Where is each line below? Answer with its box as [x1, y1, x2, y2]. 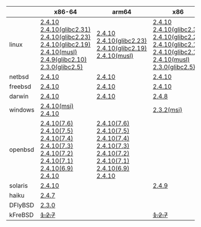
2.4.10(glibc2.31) [40, 25, 91, 34]
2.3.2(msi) [153, 106, 182, 114]
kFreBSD [9, 211, 34, 219]
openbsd [9, 145, 35, 154]
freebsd [9, 82, 32, 91]
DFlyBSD [9, 201, 35, 209]
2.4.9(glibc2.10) [40, 55, 87, 64]
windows [9, 106, 35, 114]
